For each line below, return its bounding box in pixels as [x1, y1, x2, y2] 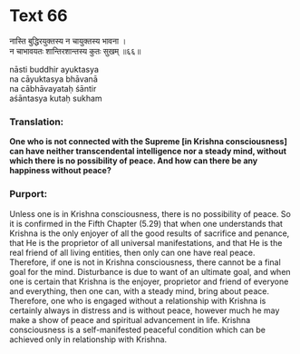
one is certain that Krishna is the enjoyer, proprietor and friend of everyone [9, 276, 289, 287]
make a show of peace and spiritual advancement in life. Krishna [9, 314, 251, 325]
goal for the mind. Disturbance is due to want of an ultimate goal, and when [9, 266, 292, 277]
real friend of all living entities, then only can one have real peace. [9, 247, 256, 258]
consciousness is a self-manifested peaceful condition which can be [9, 324, 266, 335]
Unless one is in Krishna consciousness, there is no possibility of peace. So [9, 208, 292, 219]
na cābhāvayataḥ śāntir [9, 83, 97, 93]
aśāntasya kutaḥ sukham [9, 93, 102, 103]
